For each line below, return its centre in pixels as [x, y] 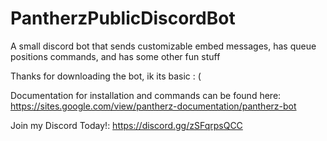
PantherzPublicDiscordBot [123, 18]
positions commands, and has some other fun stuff [115, 56]
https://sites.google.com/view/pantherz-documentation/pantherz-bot [153, 106]
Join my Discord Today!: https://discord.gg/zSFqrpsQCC [126, 125]
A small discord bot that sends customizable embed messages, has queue [163, 46]
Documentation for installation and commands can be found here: [146, 95]
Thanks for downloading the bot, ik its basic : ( [106, 76]
